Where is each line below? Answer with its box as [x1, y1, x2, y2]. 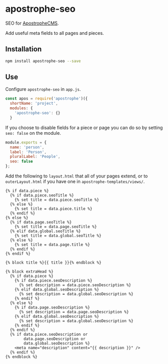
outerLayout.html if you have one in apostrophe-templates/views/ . [5, 178, 145, 185]
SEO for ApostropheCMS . [5, 20, 59, 26]
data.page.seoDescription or [23, 336, 86, 341]
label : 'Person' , [10, 149, 47, 154]
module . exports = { [5, 139, 47, 145]
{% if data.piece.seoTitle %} [10, 193, 74, 198]
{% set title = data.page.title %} [14, 242, 90, 248]
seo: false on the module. [5, 130, 61, 136]
